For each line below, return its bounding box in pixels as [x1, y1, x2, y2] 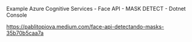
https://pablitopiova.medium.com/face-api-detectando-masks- [6, 23, 164, 30]
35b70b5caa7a [6, 29, 44, 37]
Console [6, 11, 27, 19]
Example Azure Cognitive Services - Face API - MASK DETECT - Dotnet [6, 5, 187, 12]
